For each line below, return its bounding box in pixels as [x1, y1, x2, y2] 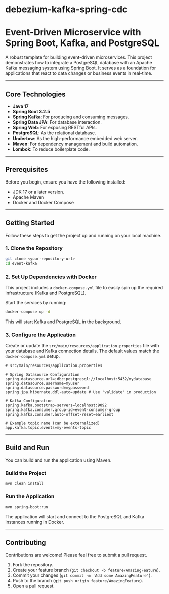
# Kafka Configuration [5, 398, 53, 404]
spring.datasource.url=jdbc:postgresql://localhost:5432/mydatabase [5, 377, 152, 382]
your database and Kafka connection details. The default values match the [5, 348, 160, 354]
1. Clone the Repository [5, 245, 63, 252]
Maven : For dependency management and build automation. [12, 141, 138, 147]
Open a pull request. [12, 583, 55, 589]
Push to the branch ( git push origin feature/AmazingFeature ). [12, 578, 143, 584]
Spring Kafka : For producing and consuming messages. [12, 114, 129, 120]
